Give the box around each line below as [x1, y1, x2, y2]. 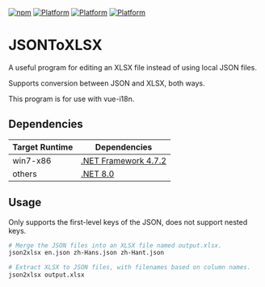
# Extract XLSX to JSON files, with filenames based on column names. [8, 264, 251, 272]
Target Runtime [12, 141, 74, 153]
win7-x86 [12, 154, 52, 166]
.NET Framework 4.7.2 [80, 154, 167, 166]
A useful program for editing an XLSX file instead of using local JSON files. [8, 62, 257, 72]
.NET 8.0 [80, 168, 115, 179]
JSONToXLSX [8, 36, 103, 54]
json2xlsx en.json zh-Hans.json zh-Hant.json [8, 249, 164, 257]
